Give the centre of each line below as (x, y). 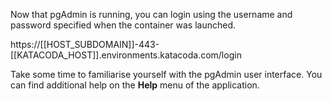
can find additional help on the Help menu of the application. (135, 85)
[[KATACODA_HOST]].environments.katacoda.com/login (126, 55)
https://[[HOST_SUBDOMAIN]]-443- (85, 44)
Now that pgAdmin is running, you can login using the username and (151, 14)
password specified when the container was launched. (123, 25)
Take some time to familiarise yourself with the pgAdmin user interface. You (166, 74)
